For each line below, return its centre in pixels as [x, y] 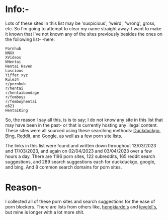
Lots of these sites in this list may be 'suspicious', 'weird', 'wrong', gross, [80, 23]
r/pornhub [16, 84]
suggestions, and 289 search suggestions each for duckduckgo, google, [80, 161]
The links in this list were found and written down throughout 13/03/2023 [81, 145]
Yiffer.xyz [17, 75]
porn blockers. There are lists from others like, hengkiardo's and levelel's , [81, 207]
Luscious [14, 71]
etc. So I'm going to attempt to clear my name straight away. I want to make [83, 28]
